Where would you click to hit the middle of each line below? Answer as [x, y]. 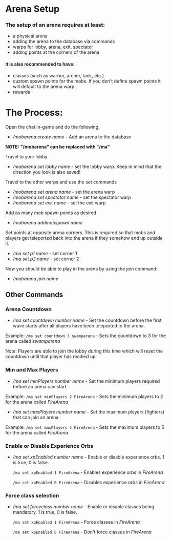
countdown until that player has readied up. [51, 357]
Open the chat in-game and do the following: [52, 127]
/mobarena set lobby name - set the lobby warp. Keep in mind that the [87, 167]
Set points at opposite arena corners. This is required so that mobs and [80, 232]
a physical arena [30, 36]
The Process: [34, 112]
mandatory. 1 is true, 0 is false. [45, 512]
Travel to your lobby [26, 156]
